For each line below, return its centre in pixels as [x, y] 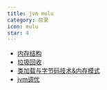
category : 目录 [28, 20]
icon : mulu [23, 26]
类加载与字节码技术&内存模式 [58, 71]
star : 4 [18, 33]
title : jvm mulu [30, 13]
